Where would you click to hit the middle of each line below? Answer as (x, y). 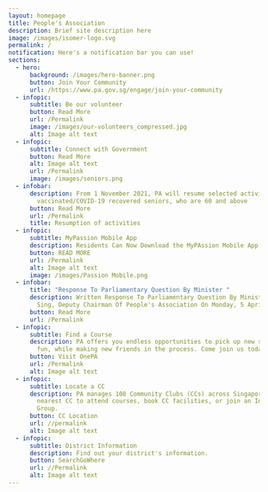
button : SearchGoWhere (67, 461)
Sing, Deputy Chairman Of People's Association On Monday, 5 (141, 305)
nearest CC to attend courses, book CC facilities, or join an (144, 401)
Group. (48, 409)
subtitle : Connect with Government (89, 149)
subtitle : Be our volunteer (76, 104)
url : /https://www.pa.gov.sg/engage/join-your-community (126, 90)
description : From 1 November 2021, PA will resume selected (133, 193)
